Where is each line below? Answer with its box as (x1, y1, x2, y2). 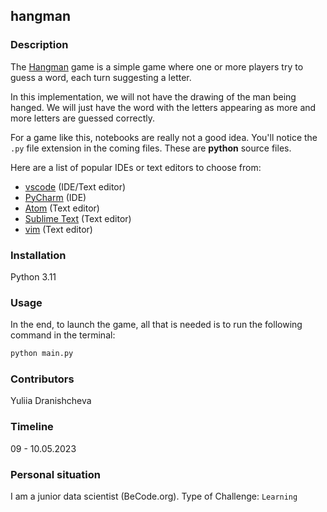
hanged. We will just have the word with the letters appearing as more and (10, 101, 317, 113)
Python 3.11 (10, 270, 57, 283)
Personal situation (10, 467, 101, 481)
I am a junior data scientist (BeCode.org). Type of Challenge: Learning (10, 490, 298, 503)
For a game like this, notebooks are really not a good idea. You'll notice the (10, 131, 318, 143)
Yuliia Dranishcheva (10, 395, 92, 407)
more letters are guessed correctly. (10, 112, 156, 124)
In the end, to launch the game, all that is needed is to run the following (10, 319, 303, 331)
